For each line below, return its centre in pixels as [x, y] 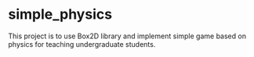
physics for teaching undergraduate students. [82, 44]
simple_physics [60, 14]
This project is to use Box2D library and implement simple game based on [127, 36]
